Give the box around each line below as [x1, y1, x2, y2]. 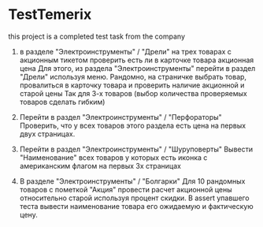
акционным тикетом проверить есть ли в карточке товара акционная [19, 55, 254, 65]
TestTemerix [8, 6, 92, 24]
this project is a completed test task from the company [8, 32, 186, 41]
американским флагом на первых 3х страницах [19, 161, 181, 170]
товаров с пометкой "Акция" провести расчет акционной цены [19, 184, 232, 194]
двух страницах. [19, 128, 76, 139]
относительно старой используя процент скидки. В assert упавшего [19, 193, 250, 203]
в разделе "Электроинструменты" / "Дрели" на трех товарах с [19, 47, 232, 56]
